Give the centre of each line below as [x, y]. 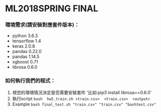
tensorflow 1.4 [27, 41]
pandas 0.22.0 [27, 52]
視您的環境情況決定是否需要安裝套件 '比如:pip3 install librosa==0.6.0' [82, 92]
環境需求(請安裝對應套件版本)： [42, 25]
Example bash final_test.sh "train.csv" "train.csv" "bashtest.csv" [84, 104]
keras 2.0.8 [24, 46]
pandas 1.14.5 [26, 56]
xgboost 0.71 [25, 62]
